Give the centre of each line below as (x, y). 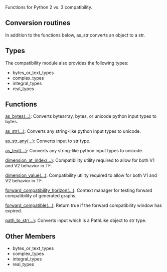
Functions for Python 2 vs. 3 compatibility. (49, 7)
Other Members (31, 236)
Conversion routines (38, 23)
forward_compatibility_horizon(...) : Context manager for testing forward (79, 190)
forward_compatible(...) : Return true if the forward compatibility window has (83, 205)
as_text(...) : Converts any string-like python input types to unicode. (74, 151)
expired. (14, 211)
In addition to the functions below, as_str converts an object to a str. (75, 35)
